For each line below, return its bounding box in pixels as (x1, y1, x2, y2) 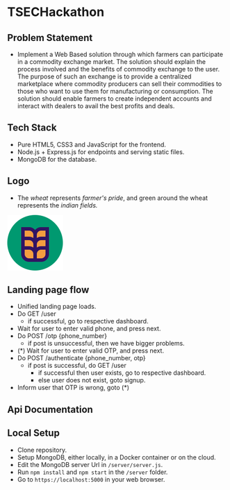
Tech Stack (7, 122, 57, 134)
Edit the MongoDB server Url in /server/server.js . (17, 460, 163, 468)
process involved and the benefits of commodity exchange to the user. (17, 65, 220, 73)
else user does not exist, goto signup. (38, 376, 146, 385)
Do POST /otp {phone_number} (17, 332, 108, 340)
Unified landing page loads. (17, 303, 97, 311)
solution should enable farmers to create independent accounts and (17, 94, 212, 103)
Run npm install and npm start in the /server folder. (17, 468, 168, 476)
